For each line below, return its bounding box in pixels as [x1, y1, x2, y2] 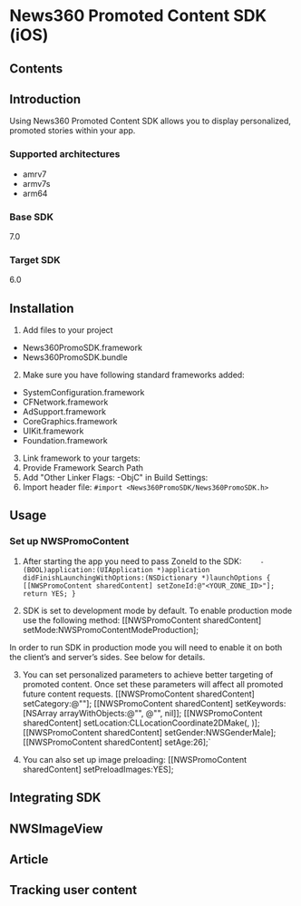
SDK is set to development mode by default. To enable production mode [22, 605, 293, 616]
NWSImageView [9, 821, 103, 836]
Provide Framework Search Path [22, 463, 143, 473]
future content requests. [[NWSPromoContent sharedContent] [22, 688, 256, 699]
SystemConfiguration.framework [22, 387, 145, 398]
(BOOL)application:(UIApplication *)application [22, 565, 210, 574]
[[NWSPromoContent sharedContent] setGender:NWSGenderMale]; [22, 726, 277, 737]
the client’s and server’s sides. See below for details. [9, 651, 206, 662]
